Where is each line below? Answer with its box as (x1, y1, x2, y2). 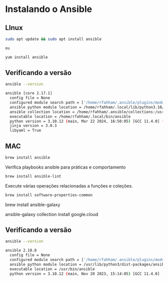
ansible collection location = (9, 109, 75, 114)
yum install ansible (5, 54, 48, 59)
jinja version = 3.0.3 (9, 123, 57, 128)
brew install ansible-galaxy (5, 201, 60, 207)
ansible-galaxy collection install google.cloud (5, 211, 98, 217)
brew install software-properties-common (5, 192, 93, 197)
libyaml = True (9, 128, 41, 133)
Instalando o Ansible (5, 3, 92, 15)
